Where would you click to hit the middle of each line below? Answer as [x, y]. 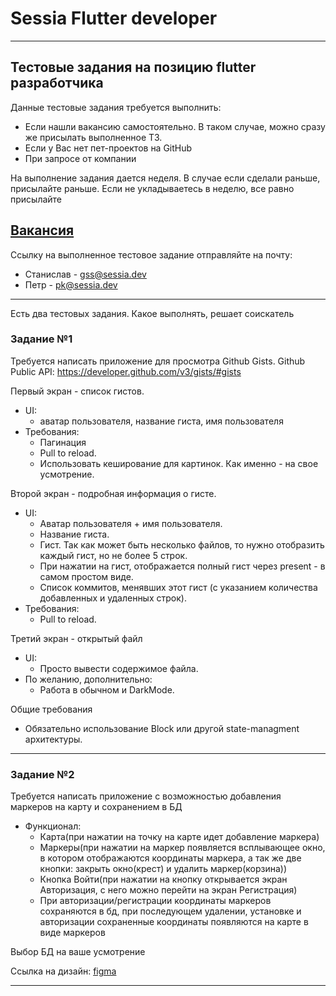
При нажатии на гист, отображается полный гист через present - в [182, 566]
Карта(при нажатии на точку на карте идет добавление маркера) [179, 837]
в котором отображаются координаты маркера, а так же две [170, 858]
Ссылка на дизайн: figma [63, 971]
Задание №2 [42, 774]
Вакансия [42, 230]
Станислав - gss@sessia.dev [85, 274]
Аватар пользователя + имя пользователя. [131, 523]
